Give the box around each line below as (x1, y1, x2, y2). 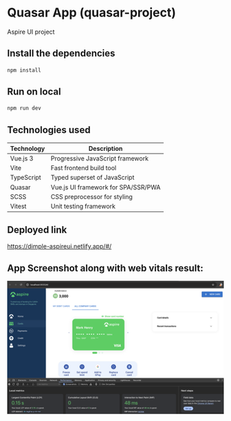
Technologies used (7, 124, 91, 136)
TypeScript (10, 174, 41, 182)
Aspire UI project (7, 28, 55, 36)
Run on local (7, 86, 61, 98)
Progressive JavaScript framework (50, 154, 149, 163)
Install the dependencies (7, 48, 115, 59)
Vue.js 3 (10, 154, 34, 163)
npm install (7, 67, 41, 74)
